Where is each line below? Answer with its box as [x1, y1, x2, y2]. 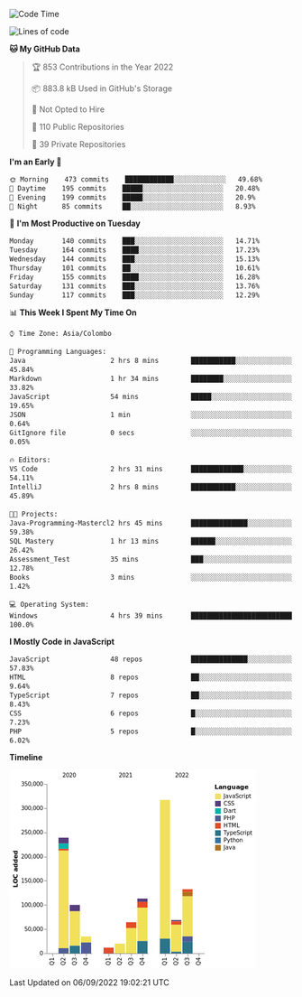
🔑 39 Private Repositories [31, 139, 126, 149]
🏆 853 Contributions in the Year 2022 [31, 61, 174, 72]
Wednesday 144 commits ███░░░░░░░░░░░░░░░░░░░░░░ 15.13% [9, 255, 260, 264]
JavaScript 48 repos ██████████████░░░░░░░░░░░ [9, 655, 293, 664]
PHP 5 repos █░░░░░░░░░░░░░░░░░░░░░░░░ [9, 727, 293, 736]
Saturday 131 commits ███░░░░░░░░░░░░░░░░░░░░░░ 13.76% [9, 282, 260, 291]
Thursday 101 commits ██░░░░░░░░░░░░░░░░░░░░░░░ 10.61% [9, 264, 260, 273]
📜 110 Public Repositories [31, 122, 124, 132]
